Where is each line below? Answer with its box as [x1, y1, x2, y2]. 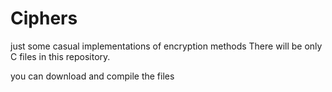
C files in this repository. [10, 50, 111, 62]
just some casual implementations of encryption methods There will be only [10, 40, 323, 52]
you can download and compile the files [10, 70, 175, 82]
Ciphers [10, 7, 78, 30]
